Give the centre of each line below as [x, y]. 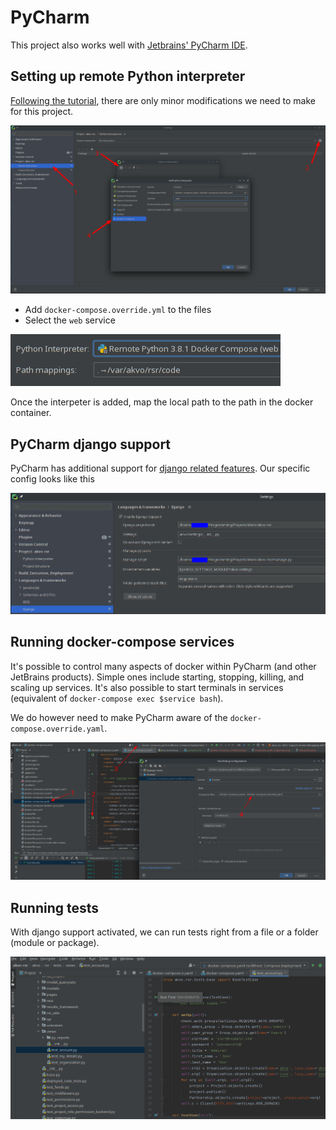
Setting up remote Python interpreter [128, 76]
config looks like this [52, 479]
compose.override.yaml [57, 729]
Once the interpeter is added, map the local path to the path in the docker [162, 402]
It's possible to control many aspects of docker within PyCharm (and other [163, 666]
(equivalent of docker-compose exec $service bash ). [117, 698]
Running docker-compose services [122, 642]
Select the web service [70, 320]
